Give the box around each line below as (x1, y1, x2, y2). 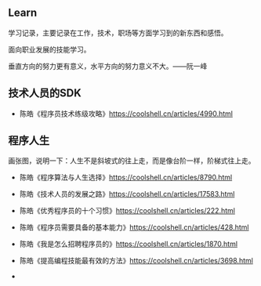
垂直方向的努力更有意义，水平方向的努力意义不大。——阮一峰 (8, 61, 208, 71)
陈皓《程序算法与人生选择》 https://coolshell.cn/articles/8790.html (19, 172, 233, 183)
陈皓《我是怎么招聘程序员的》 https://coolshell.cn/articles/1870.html (19, 239, 237, 249)
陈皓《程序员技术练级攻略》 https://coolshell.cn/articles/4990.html (19, 109, 234, 118)
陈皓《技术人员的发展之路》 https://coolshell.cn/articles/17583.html (19, 190, 235, 199)
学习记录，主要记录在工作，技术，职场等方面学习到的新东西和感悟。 (8, 27, 228, 38)
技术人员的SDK (8, 86, 82, 100)
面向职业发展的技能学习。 (8, 45, 91, 54)
